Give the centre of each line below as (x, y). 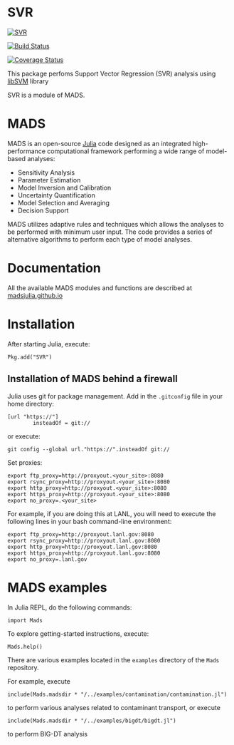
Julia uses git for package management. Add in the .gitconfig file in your (115, 396)
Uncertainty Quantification (57, 195)
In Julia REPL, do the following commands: (70, 607)
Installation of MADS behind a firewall (92, 379)
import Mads (25, 620)
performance (27, 151)
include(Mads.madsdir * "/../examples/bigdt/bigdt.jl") (92, 721)
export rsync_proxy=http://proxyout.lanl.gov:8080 (84, 540)
